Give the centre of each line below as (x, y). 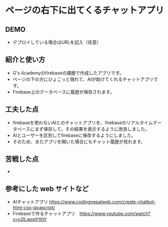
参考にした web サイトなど (47, 189)
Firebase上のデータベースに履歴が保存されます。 (64, 92)
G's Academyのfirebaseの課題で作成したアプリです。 (68, 73)
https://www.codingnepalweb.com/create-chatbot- (102, 202)
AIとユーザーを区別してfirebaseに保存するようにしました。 (74, 135)
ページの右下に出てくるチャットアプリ (85, 10)
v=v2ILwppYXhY (30, 219)
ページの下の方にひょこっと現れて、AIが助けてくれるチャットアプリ (83, 79)
